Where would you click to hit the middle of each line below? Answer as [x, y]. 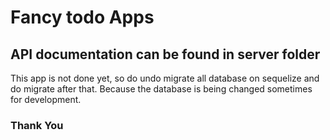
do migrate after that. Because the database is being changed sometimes [161, 89]
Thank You [37, 125]
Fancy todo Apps [82, 17]
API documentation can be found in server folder [165, 54]
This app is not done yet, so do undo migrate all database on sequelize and [165, 78]
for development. [46, 99]
